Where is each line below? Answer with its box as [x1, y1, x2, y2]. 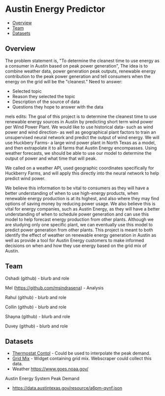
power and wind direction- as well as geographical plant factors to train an [5, 129, 156, 135]
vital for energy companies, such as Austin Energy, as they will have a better [5, 206, 160, 212]
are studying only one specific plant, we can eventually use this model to [5, 221, 153, 227]
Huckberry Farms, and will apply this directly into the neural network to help [5, 170, 159, 176]
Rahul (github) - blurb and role [5, 294, 66, 300]
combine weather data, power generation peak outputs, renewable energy [5, 68, 156, 74]
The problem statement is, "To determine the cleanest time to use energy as [5, 58, 160, 64]
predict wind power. [5, 175, 46, 181]
